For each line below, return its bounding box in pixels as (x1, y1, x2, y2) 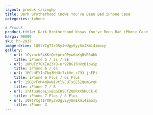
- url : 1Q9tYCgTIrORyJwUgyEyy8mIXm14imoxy (9, 98, 98, 103)
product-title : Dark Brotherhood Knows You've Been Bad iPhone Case (5, 30, 148, 35)
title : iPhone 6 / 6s (14, 66, 58, 71)
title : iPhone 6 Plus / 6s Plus (14, 75, 80, 80)
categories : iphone (5, 16, 45, 21)
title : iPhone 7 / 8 (14, 84, 56, 89)
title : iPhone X (14, 102, 48, 108)
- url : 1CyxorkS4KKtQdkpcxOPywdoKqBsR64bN (9, 52, 98, 57)
